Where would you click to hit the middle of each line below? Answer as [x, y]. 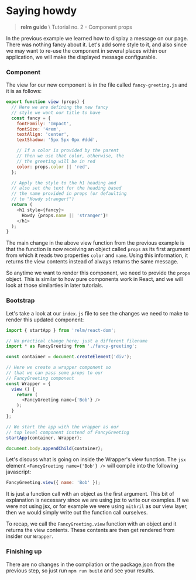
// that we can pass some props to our [55, 373]
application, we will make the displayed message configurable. [82, 57]
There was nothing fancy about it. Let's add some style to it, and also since [97, 44]
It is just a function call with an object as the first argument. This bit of [90, 494]
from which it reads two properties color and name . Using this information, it [97, 255]
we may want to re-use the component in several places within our [86, 50]
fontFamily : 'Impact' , [44, 123]
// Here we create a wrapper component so [59, 368]
